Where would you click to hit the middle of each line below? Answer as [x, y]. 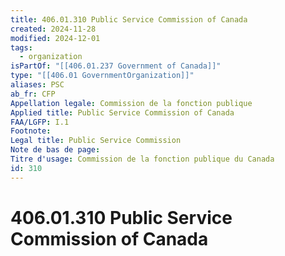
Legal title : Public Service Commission [96, 141]
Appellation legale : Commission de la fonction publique [131, 103]
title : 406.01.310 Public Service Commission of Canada [129, 19]
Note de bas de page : [55, 150]
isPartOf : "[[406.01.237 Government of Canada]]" [116, 66]
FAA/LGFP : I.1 [40, 122]
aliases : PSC [37, 85]
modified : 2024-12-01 [55, 38]
